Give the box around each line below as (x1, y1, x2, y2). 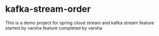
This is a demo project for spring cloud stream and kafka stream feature (5, 20, 154, 26)
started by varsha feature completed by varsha (5, 25, 103, 31)
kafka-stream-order (5, 3, 91, 15)
